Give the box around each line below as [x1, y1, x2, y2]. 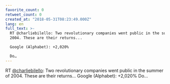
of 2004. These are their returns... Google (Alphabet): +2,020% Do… [5, 72, 148, 78]
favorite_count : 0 [5, 7, 44, 13]
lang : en [5, 21, 24, 27]
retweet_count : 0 [5, 12, 42, 17]
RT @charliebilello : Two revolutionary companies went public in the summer [5, 67, 163, 73]
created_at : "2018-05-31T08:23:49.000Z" [5, 17, 92, 22]
